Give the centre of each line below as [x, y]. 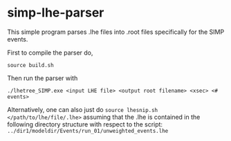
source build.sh [30, 65]
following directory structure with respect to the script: [85, 124]
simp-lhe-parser [56, 13]
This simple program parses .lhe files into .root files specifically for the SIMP [116, 32]
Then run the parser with [43, 78]
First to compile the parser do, [50, 53]
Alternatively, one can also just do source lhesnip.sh [83, 109]
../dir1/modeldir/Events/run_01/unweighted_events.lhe [88, 131]
